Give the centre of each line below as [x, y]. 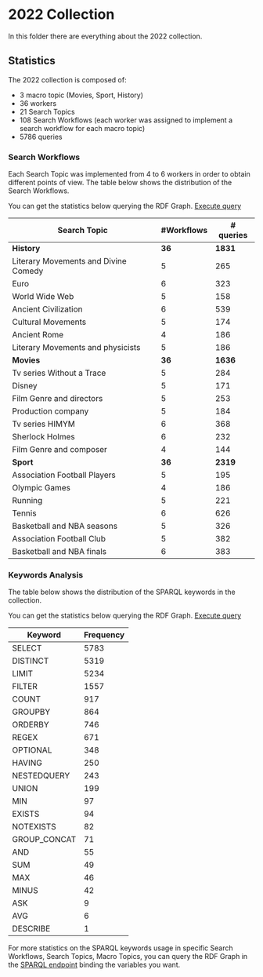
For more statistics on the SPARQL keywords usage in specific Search [121, 948]
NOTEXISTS [34, 827]
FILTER [25, 687]
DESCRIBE [31, 929]
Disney [25, 386]
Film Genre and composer [60, 450]
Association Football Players [64, 475]
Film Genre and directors [58, 399]
